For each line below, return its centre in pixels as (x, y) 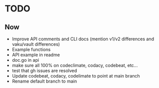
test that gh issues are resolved (44, 71)
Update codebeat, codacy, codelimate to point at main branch (76, 76)
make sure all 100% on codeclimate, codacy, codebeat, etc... (75, 65)
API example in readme (36, 55)
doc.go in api (26, 60)
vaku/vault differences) (36, 44)
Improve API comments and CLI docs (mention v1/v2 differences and (83, 39)
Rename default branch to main (44, 81)
